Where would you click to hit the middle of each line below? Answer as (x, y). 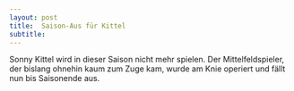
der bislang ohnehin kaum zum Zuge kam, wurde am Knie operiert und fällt (147, 69)
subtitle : (28, 34)
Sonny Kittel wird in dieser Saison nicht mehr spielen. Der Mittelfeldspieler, (147, 60)
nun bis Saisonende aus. (55, 79)
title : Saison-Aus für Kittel (68, 26)
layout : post (34, 17)
